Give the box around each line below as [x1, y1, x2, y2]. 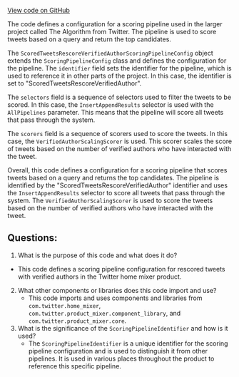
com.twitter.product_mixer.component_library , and [28, 309, 181, 317]
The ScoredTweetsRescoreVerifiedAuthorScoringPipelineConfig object [7, 49, 214, 57]
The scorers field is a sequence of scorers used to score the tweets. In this [7, 130, 228, 138]
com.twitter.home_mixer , [28, 301, 101, 309]
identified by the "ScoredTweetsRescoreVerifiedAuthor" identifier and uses [7, 181, 228, 190]
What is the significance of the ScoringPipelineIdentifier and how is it [17, 324, 228, 332]
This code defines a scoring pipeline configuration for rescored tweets [17, 264, 226, 273]
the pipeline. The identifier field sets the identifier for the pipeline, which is [7, 64, 232, 72]
